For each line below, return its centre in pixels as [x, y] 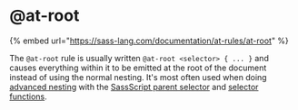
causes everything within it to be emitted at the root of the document [138, 68]
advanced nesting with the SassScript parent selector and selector [134, 87]
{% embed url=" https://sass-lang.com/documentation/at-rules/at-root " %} [149, 41]
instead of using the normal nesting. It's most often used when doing [138, 77]
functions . [28, 96]
